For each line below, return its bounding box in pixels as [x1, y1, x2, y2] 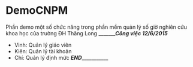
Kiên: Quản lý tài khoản [14, 47, 72, 54]
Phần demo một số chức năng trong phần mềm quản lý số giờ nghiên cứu [5, 23, 187, 31]
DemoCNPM [5, 4, 68, 17]
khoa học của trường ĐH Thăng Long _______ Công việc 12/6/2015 [5, 29, 168, 36]
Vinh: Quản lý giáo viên [14, 41, 72, 48]
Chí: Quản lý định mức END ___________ [14, 54, 108, 61]
